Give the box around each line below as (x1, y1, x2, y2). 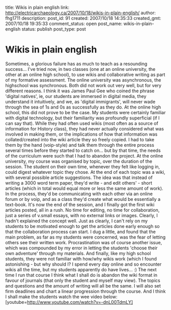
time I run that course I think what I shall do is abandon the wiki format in (5, 272, 158, 278)
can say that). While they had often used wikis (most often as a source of (5, 120, 159, 126)
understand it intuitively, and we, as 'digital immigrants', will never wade (5, 98, 156, 105)
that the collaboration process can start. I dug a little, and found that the (5, 228, 156, 235)
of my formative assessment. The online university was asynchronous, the (5, 76, 161, 83)
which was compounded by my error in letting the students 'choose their (5, 245, 158, 251)
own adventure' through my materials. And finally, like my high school (5, 250, 151, 256)
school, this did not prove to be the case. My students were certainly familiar (5, 109, 166, 115)
